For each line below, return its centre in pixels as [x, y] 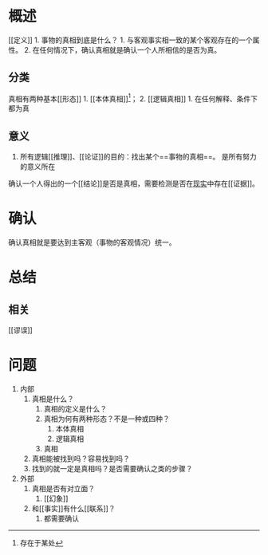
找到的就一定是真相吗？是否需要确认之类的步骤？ [112, 469]
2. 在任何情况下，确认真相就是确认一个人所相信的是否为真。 [122, 49]
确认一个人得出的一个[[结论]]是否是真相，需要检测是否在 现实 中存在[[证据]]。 [134, 183]
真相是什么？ [53, 399]
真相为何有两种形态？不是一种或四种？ [106, 419]
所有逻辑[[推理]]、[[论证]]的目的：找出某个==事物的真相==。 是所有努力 [138, 157]
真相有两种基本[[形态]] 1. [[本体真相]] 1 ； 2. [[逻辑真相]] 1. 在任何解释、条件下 [133, 98]
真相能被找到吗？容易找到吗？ [81, 459]
